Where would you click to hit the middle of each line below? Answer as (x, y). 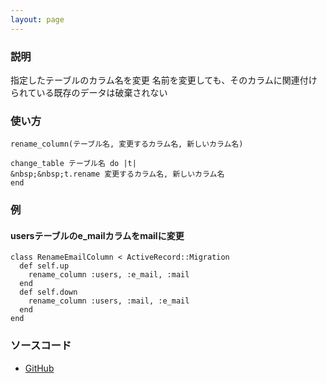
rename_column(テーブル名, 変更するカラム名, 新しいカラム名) (127, 144)
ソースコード (41, 346)
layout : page (37, 19)
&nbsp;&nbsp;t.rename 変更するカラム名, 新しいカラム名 (117, 174)
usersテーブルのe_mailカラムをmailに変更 (97, 235)
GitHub (39, 368)
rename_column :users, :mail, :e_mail (109, 301)
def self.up (44, 266)
